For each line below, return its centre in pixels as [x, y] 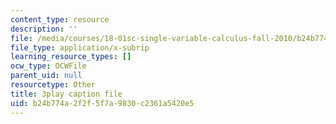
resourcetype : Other [53, 85]
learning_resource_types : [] [71, 57]
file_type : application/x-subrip [80, 47]
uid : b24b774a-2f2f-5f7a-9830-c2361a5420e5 [102, 103]
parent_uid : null [46, 76]
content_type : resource [60, 19]
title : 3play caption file [66, 94]
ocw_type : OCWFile [48, 66]
